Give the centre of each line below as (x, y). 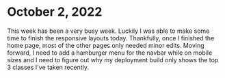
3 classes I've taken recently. (48, 67)
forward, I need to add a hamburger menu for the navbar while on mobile (110, 53)
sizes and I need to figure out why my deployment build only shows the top (113, 60)
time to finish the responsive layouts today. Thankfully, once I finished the (111, 38)
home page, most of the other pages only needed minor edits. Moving (106, 45)
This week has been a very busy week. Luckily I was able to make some (108, 31)
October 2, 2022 (55, 12)
